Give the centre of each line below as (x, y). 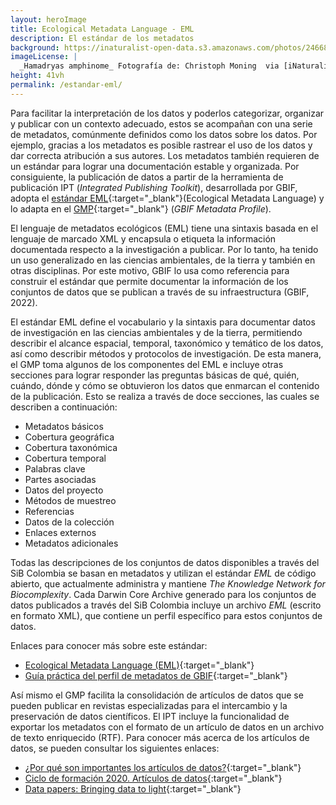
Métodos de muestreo (70, 500)
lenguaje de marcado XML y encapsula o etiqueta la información (143, 238)
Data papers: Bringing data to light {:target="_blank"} (133, 788)
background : (35, 47)
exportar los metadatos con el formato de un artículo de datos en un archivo (167, 727)
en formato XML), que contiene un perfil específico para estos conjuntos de (166, 615)
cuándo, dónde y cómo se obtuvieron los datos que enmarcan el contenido (165, 385)
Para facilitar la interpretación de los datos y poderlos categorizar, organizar (167, 113)
